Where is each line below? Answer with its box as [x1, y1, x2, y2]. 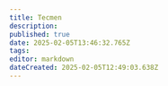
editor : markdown [9, 55, 75, 64]
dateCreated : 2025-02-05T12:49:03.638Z [9, 64, 159, 73]
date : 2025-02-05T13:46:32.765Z [9, 38, 130, 47]
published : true [9, 30, 70, 39]
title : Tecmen [9, 13, 63, 22]
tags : [9, 47, 30, 56]
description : [9, 21, 58, 30]
